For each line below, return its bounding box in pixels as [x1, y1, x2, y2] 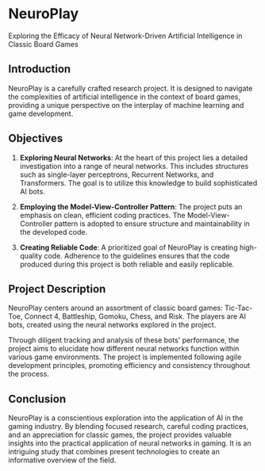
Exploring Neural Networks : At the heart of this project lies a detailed [19, 152, 248, 163]
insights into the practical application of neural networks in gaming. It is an [8, 438, 252, 448]
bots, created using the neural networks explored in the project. [8, 320, 217, 330]
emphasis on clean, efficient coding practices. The [19, 210, 186, 220]
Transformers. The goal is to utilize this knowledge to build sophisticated [19, 178, 258, 187]
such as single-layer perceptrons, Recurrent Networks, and [19, 170, 214, 179]
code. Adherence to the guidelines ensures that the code [43, 251, 230, 260]
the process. [8, 370, 49, 379]
